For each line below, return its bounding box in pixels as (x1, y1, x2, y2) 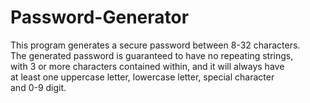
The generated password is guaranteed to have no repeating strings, (10, 49, 294, 61)
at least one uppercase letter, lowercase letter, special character (10, 71, 275, 83)
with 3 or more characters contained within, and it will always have (10, 60, 285, 72)
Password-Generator (10, 6, 190, 29)
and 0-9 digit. (10, 81, 67, 93)
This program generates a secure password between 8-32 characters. (10, 39, 301, 51)
